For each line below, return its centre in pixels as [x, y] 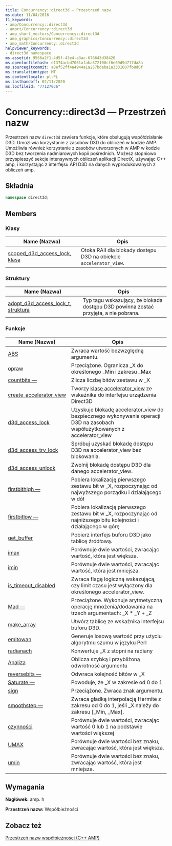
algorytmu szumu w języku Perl [109, 642]
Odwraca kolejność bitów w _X [108, 674]
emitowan [20, 639]
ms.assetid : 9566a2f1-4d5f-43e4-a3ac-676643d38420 [60, 58]
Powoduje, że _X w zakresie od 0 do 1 [117, 682]
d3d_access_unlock [32, 468]
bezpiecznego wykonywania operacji [116, 416]
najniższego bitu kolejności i [105, 520]
